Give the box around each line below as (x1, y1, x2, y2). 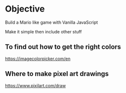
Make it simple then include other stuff (5, 29, 82, 34)
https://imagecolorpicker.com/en (5, 56, 71, 62)
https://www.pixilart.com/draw (5, 82, 66, 88)
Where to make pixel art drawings (5, 70, 109, 78)
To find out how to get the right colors (5, 43, 121, 51)
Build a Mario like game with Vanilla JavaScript (5, 19, 98, 25)
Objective (5, 3, 45, 15)
